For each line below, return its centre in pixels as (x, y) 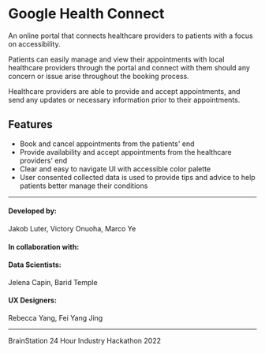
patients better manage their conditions (84, 186)
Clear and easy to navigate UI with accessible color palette (115, 169)
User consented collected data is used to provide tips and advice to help (137, 177)
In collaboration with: (44, 246)
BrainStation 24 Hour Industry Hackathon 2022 (85, 340)
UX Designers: (33, 300)
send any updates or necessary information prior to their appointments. (124, 100)
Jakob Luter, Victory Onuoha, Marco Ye (72, 228)
